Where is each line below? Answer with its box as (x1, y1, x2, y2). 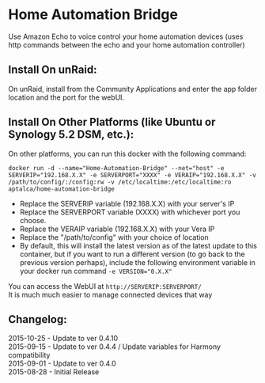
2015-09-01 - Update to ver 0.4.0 (8, 358, 116, 369)
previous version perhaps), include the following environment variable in (19, 257, 256, 267)
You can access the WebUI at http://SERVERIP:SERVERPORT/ (8, 281, 202, 290)
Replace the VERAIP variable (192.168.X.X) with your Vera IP (19, 224, 215, 233)
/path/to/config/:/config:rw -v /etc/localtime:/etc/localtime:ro (8, 178, 232, 186)
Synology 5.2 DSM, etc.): (8, 128, 134, 142)
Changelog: (8, 313, 67, 326)
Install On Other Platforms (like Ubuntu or (8, 116, 216, 129)
